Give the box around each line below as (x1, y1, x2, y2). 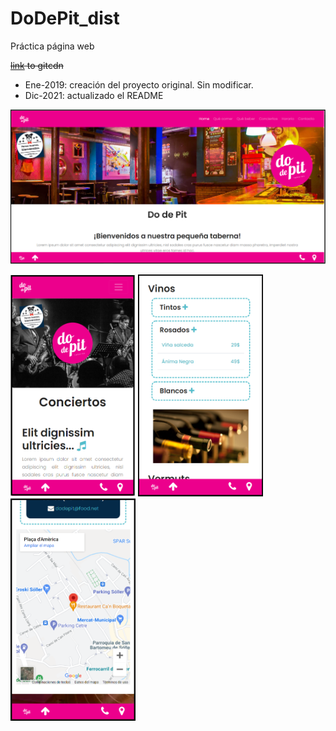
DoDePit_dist (10, 7, 120, 30)
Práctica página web (10, 40, 95, 52)
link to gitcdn (10, 59, 64, 71)
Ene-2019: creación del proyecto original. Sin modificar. (24, 78, 254, 91)
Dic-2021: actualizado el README (24, 89, 164, 101)
